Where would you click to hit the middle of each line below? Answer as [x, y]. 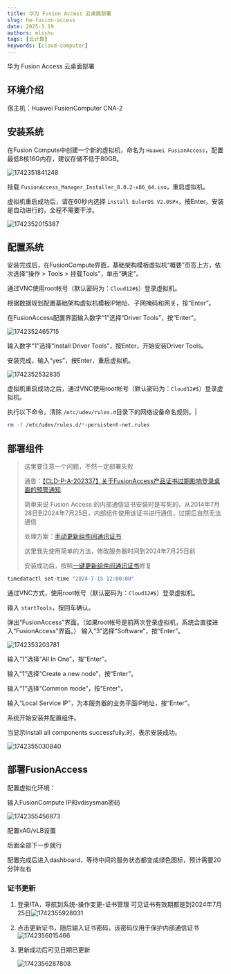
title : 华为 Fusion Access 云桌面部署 [59, 13]
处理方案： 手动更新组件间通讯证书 [73, 536]
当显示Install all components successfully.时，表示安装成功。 [94, 732]
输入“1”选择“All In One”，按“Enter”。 [59, 659]
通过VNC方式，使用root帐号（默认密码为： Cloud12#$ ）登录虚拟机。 [103, 593]
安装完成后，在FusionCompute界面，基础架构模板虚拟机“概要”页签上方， [111, 265]
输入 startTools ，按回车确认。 [51, 608]
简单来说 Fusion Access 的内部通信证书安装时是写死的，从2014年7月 [122, 505]
